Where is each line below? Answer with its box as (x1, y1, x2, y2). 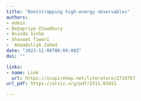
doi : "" (6, 53, 26, 59)
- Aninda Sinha (6, 31, 44, 37)
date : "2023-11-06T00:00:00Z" (6, 48, 82, 54)
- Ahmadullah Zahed (6, 42, 58, 48)
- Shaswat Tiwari (6, 36, 50, 42)
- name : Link (6, 69, 39, 75)
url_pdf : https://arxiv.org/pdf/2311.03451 (6, 81, 117, 87)
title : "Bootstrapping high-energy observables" (6, 8, 130, 15)
